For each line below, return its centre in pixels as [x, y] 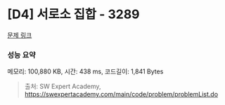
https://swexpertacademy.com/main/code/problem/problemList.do [121, 94]
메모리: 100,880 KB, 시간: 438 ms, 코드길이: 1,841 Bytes [85, 71]
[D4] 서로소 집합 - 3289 [73, 14]
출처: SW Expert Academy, [63, 86]
